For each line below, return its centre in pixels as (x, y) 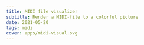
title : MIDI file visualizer (42, 11)
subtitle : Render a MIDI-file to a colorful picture (72, 17)
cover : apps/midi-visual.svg (42, 33)
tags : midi (19, 28)
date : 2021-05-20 (27, 22)
